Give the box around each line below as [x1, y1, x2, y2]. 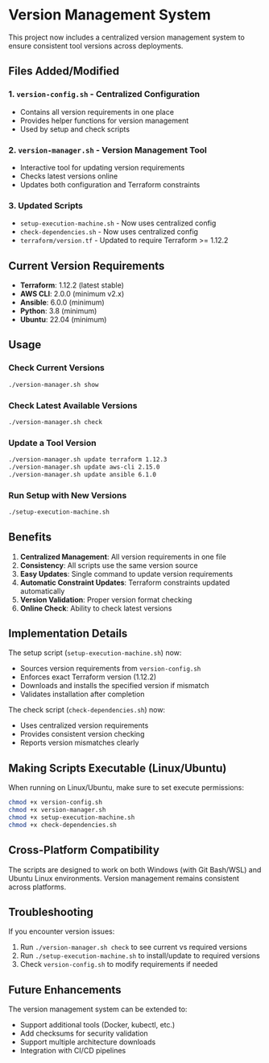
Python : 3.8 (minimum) [19, 306, 97, 316]
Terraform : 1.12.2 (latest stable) [19, 280, 125, 290]
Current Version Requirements [8, 258, 165, 272]
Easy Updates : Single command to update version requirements [19, 569, 234, 578]
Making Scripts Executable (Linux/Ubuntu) [8, 761, 227, 775]
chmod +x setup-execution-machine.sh [8, 813, 135, 821]
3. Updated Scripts [8, 200, 83, 211]
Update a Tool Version [8, 437, 97, 448]
